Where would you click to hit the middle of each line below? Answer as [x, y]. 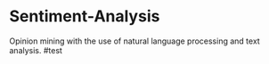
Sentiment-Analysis [85, 16]
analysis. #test [36, 50]
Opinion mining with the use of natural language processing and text [134, 41]
